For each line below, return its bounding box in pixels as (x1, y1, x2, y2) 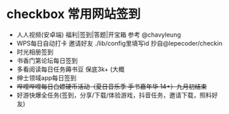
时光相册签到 (16, 48, 53, 56)
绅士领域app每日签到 (16, 73, 77, 82)
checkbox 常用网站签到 (6, 6, 141, 22)
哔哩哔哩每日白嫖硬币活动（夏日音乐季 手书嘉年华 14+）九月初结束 (16, 82, 207, 91)
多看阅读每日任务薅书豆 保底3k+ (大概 (16, 65, 125, 73)
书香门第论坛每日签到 (16, 56, 78, 64)
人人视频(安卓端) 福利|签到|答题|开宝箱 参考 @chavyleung (16, 30, 181, 39)
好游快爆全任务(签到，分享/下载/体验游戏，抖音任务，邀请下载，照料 (16, 91, 212, 99)
